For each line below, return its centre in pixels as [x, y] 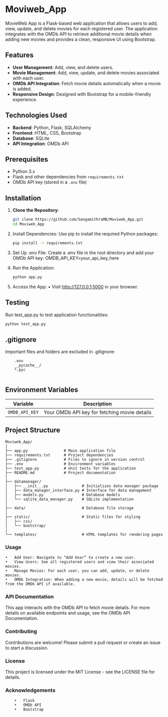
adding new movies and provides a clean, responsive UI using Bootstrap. [81, 39]
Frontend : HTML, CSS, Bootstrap [47, 133]
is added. [22, 89]
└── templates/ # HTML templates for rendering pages [84, 534]
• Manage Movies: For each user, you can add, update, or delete [77, 571]
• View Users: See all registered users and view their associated [80, 562]
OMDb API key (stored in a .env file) [50, 182]
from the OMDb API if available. [40, 584]
